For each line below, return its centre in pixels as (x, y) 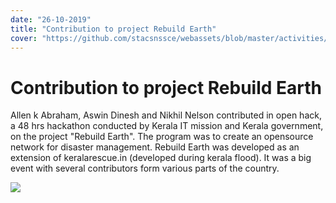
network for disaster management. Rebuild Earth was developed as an (155, 147)
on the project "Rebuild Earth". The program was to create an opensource (162, 137)
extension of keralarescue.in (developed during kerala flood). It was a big (161, 158)
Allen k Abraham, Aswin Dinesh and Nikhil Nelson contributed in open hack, (166, 115)
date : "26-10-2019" (51, 19)
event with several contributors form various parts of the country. (145, 168)
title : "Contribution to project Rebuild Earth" (113, 29)
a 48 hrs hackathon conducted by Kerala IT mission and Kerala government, (167, 126)
